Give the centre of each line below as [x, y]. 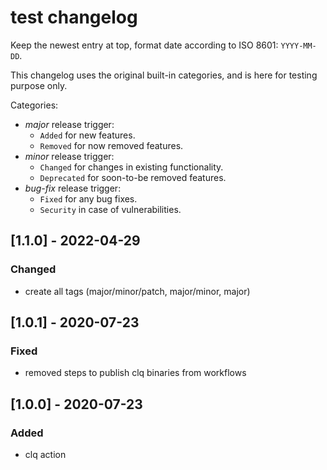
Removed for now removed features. [111, 145]
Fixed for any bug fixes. [88, 198]
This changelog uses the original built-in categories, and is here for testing [164, 75]
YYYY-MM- [298, 46]
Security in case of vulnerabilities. [110, 209]
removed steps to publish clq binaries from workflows [135, 373]
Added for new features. [87, 135]
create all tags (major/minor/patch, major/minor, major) [137, 291]
